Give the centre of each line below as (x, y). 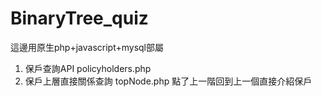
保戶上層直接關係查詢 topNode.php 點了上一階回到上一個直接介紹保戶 (168, 81)
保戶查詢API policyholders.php (88, 68)
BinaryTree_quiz (79, 18)
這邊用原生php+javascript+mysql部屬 (87, 47)
